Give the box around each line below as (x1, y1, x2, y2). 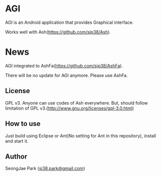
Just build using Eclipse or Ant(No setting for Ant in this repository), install (5, 132, 156, 139)
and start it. (5, 138, 29, 144)
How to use (5, 119, 41, 128)
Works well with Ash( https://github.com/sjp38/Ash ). (5, 29, 111, 35)
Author (5, 152, 27, 161)
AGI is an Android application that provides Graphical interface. (5, 19, 134, 25)
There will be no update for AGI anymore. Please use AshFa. (5, 72, 128, 78)
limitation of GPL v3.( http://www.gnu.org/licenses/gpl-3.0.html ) (5, 105, 134, 111)
